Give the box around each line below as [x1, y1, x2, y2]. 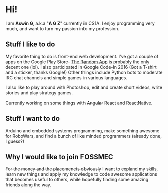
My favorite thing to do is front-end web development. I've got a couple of [5, 53, 159, 59]
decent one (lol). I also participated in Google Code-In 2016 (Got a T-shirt [5, 64, 157, 70]
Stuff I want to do [5, 114, 60, 123]
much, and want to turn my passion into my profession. [5, 25, 120, 31]
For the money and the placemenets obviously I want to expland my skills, [5, 166, 158, 172]
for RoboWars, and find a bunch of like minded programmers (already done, [5, 133, 162, 139]
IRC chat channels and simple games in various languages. [5, 74, 127, 81]
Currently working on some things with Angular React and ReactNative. [5, 100, 153, 106]
